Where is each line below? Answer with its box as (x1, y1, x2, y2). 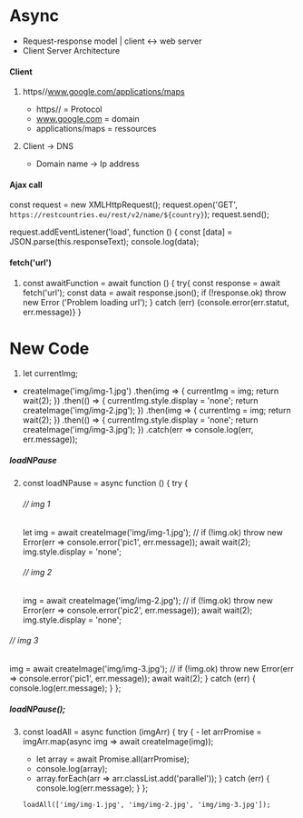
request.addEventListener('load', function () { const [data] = (9, 226, 233, 237)
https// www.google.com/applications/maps (22, 86, 185, 97)
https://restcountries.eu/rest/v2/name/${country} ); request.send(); (9, 209, 269, 220)
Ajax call (9, 179, 43, 190)
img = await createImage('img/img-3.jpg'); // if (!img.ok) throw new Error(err (9, 663, 294, 674)
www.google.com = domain (35, 114, 141, 125)
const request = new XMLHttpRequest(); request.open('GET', (9, 199, 239, 210)
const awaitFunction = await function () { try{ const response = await (22, 277, 281, 288)
